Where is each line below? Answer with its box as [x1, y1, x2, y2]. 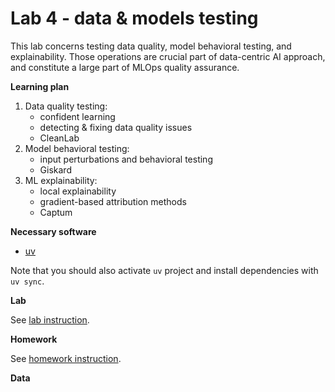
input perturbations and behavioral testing [39, 153, 213, 165]
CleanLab [39, 132, 80, 144]
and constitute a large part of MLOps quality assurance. [10, 61, 240, 73]
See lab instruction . [10, 313, 90, 326]
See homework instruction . [10, 352, 122, 364]
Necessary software [10, 225, 97, 237]
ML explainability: [24, 174, 98, 186]
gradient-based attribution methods [39, 195, 187, 207]
